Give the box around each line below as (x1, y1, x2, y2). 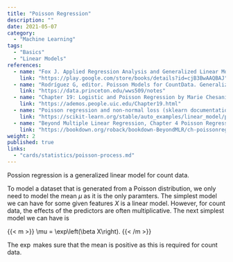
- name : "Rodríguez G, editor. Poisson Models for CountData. (13, 81, 197, 88)
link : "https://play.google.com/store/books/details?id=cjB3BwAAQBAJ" (19, 74, 228, 82)
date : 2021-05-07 (7, 23, 58, 30)
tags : (7, 42, 23, 49)
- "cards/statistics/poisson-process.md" (13, 152, 135, 159)
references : (7, 62, 42, 69)
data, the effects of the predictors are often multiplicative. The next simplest (7, 206, 225, 215)
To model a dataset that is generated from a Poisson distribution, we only (7, 184, 216, 193)
